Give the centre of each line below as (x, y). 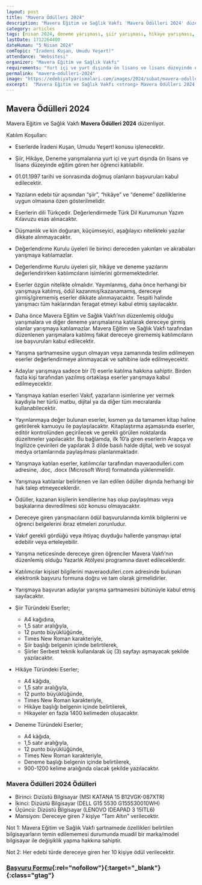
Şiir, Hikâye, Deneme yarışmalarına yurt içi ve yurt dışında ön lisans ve (102, 158)
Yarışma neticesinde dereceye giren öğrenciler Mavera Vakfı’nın (94, 554)
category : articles (31, 29)
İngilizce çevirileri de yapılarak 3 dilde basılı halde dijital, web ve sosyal (103, 445)
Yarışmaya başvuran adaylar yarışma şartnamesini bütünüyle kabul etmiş (105, 590)
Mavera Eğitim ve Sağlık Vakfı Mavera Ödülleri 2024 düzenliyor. (86, 123)
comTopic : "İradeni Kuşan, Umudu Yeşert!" (60, 51)
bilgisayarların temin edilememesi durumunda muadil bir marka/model (93, 834)
